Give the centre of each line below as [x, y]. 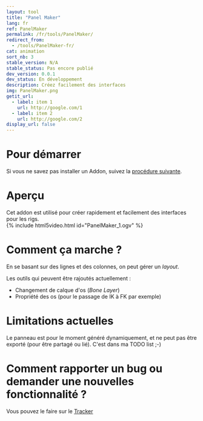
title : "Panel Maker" [34, 18]
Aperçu [25, 196]
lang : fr [17, 23]
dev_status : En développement [45, 79]
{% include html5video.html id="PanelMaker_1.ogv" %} [75, 225]
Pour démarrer [44, 154]
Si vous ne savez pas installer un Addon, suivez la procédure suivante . [94, 171]
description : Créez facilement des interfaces [66, 85]
